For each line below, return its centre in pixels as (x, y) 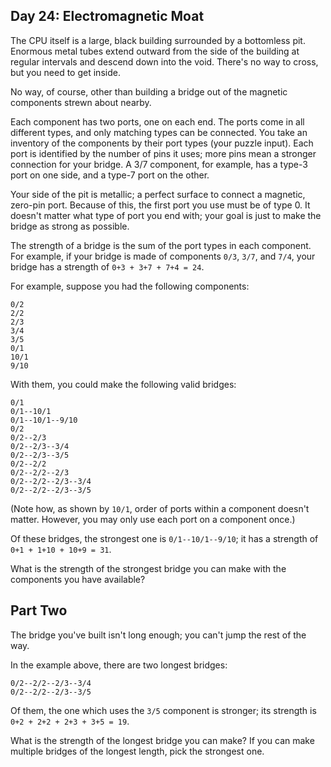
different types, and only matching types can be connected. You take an (159, 132)
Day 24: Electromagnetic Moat (107, 16)
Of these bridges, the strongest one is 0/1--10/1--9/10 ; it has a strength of (164, 538)
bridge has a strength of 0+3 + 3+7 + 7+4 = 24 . (107, 266)
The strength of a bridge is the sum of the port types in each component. (161, 245)
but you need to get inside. (65, 72)
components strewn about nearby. (81, 102)
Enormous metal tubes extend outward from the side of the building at (155, 51)
